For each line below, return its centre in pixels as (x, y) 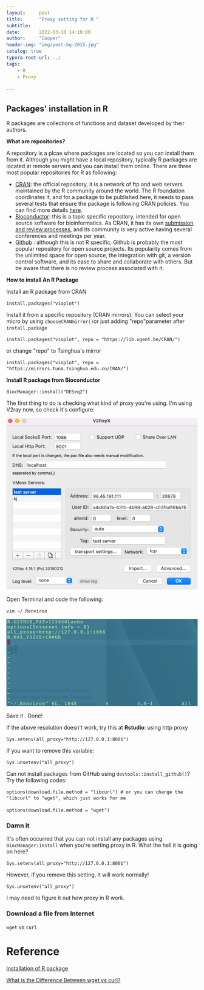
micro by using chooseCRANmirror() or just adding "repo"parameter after (96, 321)
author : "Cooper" (34, 39)
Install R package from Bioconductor (53, 380)
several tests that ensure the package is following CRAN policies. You (102, 204)
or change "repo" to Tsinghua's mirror (54, 351)
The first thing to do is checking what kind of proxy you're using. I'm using (99, 403)
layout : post (28, 13)
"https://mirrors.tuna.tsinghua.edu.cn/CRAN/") (68, 369)
